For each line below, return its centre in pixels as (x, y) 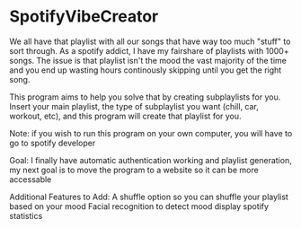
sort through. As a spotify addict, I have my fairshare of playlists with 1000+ (149, 50)
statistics (26, 215)
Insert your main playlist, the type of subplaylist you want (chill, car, (134, 106)
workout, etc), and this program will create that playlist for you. (125, 116)
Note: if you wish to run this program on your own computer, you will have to (151, 133)
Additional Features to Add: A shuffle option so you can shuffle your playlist (149, 197)
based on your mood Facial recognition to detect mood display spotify (139, 206)
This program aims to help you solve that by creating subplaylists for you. (145, 97)
